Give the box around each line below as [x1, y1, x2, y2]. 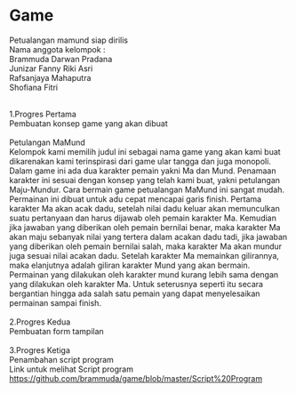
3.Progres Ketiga [9, 344, 71, 356]
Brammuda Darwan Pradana [9, 53, 113, 64]
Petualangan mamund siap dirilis [9, 35, 129, 45]
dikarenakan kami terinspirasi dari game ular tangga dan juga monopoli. [9, 156, 271, 166]
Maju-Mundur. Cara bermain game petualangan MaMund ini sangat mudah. [9, 184, 285, 195]
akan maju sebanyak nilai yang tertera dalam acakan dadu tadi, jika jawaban [9, 231, 288, 242]
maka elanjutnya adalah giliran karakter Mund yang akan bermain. [9, 260, 251, 270]
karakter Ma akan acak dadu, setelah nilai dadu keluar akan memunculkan [9, 203, 280, 213]
